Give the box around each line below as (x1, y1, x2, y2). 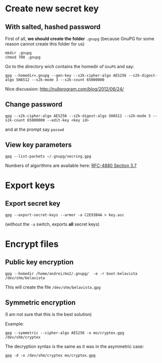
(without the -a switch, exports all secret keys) (5, 221, 100, 227)
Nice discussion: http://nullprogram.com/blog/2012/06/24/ (5, 86, 124, 92)
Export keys (5, 180, 55, 191)
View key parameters (5, 141, 72, 149)
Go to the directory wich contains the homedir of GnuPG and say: (5, 64, 134, 69)
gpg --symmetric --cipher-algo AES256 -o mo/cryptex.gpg (5, 330, 125, 336)
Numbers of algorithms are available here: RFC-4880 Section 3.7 (5, 162, 137, 168)
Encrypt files (5, 238, 59, 249)
